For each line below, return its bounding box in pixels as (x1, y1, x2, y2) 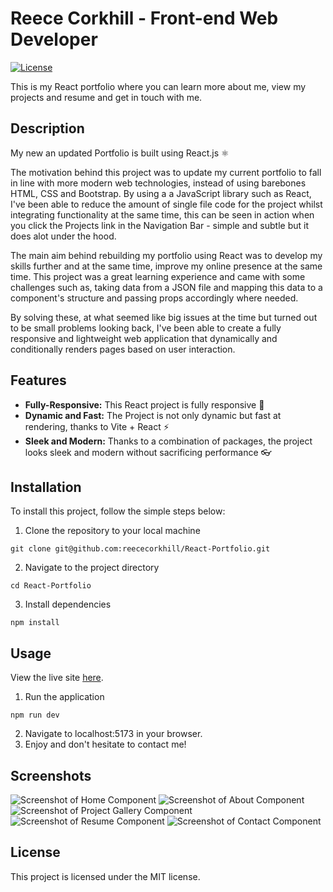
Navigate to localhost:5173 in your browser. (24, 728, 203, 740)
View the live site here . (10, 672, 104, 684)
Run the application (24, 691, 105, 703)
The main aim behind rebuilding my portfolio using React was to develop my (10, 249, 323, 261)
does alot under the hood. (10, 230, 117, 242)
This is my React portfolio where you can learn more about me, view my (10, 80, 307, 92)
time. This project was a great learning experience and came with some (10, 270, 306, 282)
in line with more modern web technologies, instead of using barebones (10, 177, 307, 189)
